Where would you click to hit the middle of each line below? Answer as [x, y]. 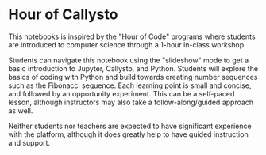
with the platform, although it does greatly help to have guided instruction [128, 134]
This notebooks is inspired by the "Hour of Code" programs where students [132, 36]
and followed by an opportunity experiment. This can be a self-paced [121, 93]
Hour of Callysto [63, 15]
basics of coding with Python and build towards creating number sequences [133, 77]
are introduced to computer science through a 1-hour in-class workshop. [127, 44]
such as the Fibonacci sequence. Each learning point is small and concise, [130, 85]
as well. [21, 110]
